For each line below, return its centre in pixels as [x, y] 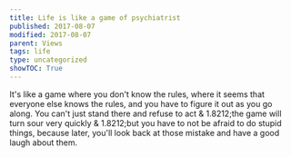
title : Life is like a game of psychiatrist [95, 18]
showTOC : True [36, 69]
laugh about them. [44, 142]
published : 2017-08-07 [52, 26]
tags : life [30, 52]
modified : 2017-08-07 [50, 34]
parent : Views [36, 43]
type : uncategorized [49, 60]
